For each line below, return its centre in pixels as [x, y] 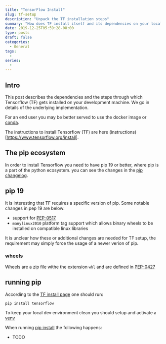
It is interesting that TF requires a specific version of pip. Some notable [77, 203]
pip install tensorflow [30, 303]
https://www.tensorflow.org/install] [42, 137]
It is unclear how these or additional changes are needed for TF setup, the [81, 238]
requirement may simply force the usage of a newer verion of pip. [72, 243]
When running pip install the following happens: [54, 327]
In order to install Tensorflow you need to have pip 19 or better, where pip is [82, 165]
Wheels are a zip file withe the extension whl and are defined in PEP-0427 [80, 267]
